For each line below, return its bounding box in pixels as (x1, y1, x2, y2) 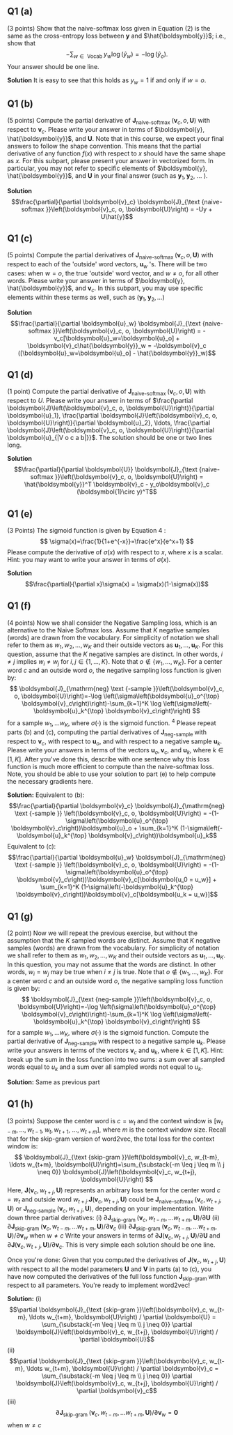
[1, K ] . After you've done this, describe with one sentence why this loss (7, 755, 210, 764)
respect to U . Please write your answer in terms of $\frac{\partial (7, 397, 193, 405)
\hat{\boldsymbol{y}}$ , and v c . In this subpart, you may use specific (7, 284, 204, 294)
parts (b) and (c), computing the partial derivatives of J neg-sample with (7, 728, 207, 738)
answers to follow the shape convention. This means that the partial (7, 142, 202, 150)
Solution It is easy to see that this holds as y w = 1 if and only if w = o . (7, 76, 207, 86)
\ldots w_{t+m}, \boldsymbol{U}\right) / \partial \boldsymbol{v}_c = (26, 1365, 219, 1373)
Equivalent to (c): (7, 842, 56, 851)
